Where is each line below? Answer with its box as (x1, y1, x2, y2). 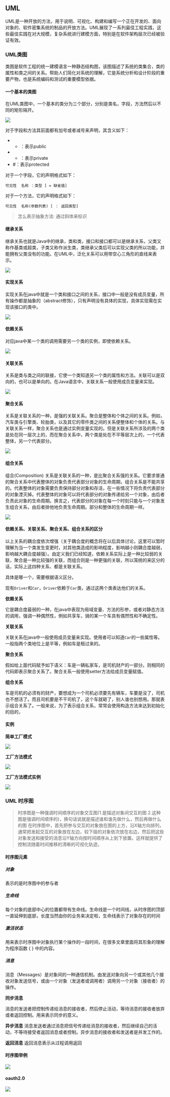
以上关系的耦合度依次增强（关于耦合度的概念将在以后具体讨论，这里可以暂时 (5, 538, 165, 544)
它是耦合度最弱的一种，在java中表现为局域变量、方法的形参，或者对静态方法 (5, 606, 164, 612)
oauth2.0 (5, 1075, 25, 1081)
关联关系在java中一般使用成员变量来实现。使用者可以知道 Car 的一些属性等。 (5, 634, 163, 640)
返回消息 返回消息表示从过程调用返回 (5, 1039, 82, 1046)
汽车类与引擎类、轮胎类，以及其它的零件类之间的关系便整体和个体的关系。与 (5, 419, 165, 425)
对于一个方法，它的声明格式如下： (5, 193, 76, 199)
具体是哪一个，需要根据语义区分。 (5, 574, 76, 580)
